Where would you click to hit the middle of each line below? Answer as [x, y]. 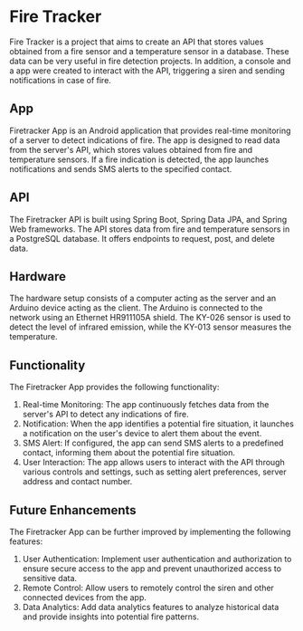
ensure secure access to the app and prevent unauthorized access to [152, 569]
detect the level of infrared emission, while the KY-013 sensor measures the [151, 327]
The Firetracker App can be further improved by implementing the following [150, 532]
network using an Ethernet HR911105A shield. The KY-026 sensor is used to [150, 318]
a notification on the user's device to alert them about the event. [142, 434]
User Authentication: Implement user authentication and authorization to [157, 559]
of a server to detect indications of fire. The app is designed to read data [145, 140]
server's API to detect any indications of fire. [105, 415]
